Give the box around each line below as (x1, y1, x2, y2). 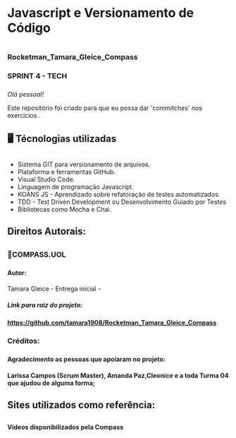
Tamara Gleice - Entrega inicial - (7, 284, 101, 293)
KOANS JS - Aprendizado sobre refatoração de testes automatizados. (17, 190, 221, 198)
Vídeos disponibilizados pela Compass (7, 423, 124, 432)
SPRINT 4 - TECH (7, 71, 68, 81)
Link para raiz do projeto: (7, 300, 83, 309)
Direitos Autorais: (7, 226, 87, 238)
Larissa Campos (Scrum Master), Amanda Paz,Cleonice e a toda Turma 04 (7, 371, 229, 379)
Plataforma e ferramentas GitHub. (17, 168, 116, 176)
